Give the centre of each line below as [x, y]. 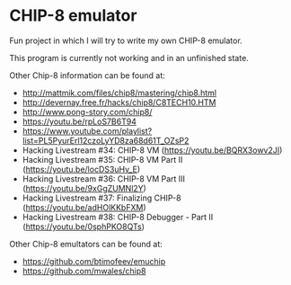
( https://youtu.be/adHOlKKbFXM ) [84, 207]
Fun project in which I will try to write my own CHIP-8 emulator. [126, 40]
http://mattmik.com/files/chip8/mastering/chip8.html [119, 93]
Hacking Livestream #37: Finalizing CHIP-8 [101, 198]
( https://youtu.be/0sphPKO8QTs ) [84, 227]
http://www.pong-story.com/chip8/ [87, 111]
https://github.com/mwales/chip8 [84, 271]
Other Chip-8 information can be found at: [88, 75]
